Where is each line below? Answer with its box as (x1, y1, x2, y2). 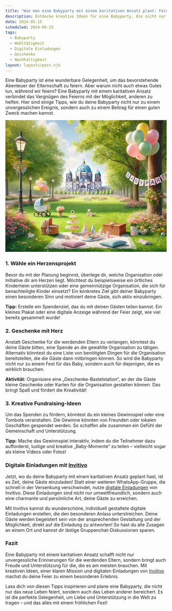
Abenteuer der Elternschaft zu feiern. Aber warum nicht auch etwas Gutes (5, 83, 162, 89)
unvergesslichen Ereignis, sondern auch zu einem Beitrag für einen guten (5, 104, 160, 110)
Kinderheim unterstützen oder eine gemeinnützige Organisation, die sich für (5, 283, 166, 289)
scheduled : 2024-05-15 (5, 25, 54, 30)
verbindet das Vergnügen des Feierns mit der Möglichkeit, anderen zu (5, 94, 153, 100)
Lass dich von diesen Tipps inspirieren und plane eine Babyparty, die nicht (5, 583, 163, 589)
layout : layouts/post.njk (5, 62, 60, 68)
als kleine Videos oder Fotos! (5, 449, 67, 455)
